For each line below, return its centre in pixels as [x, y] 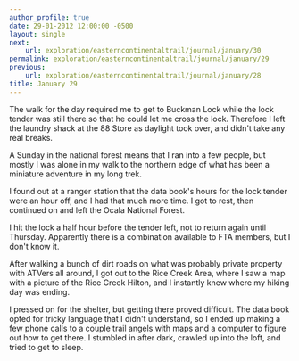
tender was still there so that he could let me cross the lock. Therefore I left [147, 119]
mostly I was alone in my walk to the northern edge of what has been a [140, 164]
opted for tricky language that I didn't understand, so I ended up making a [145, 318]
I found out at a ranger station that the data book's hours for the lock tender [148, 191]
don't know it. [34, 246]
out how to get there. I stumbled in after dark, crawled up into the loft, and [145, 337]
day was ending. [39, 291]
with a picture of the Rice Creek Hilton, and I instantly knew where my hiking [149, 283]
